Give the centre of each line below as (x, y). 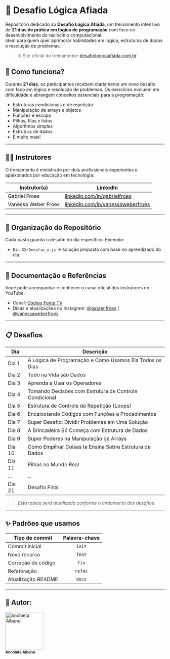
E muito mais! (27, 137)
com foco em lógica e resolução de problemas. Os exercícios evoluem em (82, 89)
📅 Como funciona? (35, 72)
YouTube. (15, 293)
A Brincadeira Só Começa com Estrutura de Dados (88, 430)
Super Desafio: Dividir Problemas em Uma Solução (88, 422)
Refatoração (22, 571)
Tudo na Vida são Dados (57, 375)
